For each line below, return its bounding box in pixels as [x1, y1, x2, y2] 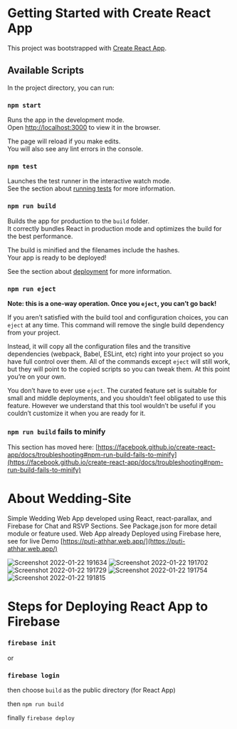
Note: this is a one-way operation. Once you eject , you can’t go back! [7, 299, 217, 307]
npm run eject [7, 285, 56, 293]
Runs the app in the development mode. [7, 116, 125, 124]
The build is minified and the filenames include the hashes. [7, 245, 180, 254]
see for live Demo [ [7, 537, 63, 546]
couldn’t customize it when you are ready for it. [7, 409, 146, 417]
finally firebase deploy [7, 713, 75, 722]
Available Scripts [7, 64, 84, 76]
